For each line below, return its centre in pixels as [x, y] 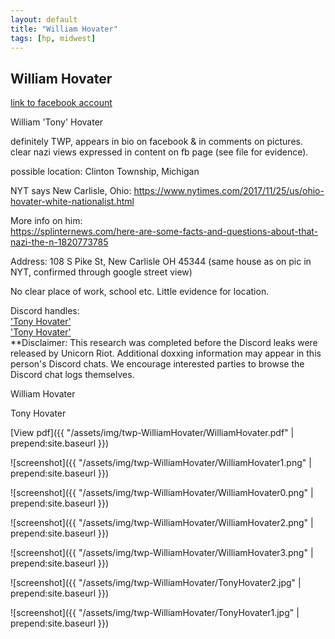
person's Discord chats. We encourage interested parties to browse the [157, 364]
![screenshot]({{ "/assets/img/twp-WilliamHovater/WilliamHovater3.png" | [162, 553]
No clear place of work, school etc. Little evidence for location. [140, 292]
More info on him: [46, 221]
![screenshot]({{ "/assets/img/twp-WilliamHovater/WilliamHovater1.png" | [161, 463]
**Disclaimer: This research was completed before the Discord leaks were [164, 343]
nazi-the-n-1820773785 [59, 242]
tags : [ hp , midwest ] [53, 38]
